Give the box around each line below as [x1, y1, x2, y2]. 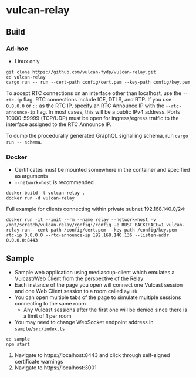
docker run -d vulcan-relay [6, 195, 75, 201]
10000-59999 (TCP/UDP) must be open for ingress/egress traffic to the [6, 114, 179, 121]
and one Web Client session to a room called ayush [14, 287, 138, 294]
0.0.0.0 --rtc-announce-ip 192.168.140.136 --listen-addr [24, 232, 169, 238]
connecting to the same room [14, 300, 86, 307]
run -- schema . [6, 138, 42, 145]
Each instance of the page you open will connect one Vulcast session [14, 281, 183, 288]
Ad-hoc [6, 45, 28, 53]
